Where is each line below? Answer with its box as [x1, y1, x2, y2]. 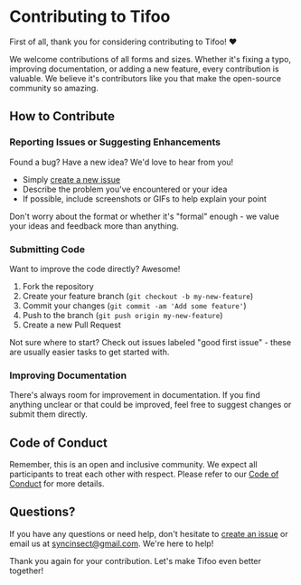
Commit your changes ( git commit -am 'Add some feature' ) [22, 300, 247, 311]
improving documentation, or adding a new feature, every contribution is [9, 63, 279, 74]
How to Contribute [9, 109, 116, 124]
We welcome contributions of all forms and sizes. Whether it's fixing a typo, [9, 53, 292, 64]
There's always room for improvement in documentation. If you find [9, 390, 260, 401]
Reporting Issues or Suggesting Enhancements [9, 136, 221, 148]
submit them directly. [9, 409, 89, 420]
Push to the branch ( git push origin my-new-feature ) [22, 309, 223, 320]
